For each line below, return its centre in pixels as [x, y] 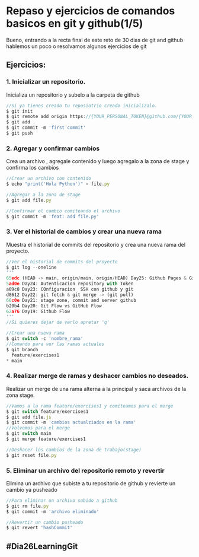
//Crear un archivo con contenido [49, 179]
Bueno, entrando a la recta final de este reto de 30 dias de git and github [95, 40]
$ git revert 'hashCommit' [39, 528]
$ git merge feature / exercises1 [46, 439]
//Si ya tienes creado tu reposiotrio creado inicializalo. [82, 106]
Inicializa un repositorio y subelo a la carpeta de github [73, 95]
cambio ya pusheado [32, 489]
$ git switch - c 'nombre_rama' [45, 339]
